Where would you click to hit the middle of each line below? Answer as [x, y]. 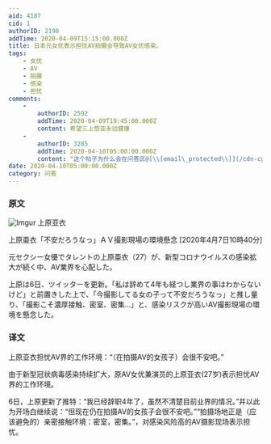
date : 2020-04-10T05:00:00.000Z [63, 167]
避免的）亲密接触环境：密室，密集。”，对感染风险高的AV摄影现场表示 [129, 421]
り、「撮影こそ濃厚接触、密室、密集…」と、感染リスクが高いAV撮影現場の [131, 305]
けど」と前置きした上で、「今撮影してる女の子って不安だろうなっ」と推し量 [133, 294]
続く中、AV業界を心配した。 [69, 267]
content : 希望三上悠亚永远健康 [84, 129]
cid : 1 [19, 23]
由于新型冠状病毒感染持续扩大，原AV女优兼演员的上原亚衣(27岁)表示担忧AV [134, 374]
